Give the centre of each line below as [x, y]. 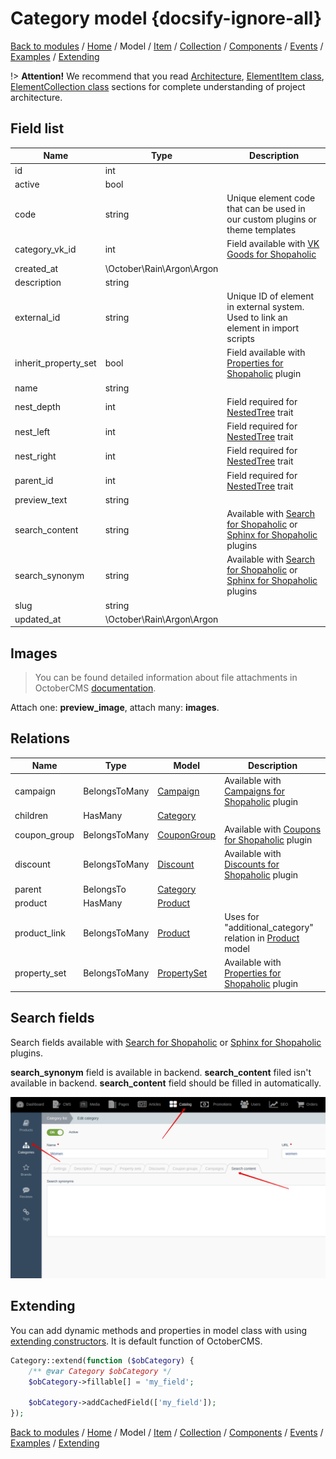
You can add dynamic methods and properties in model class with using [159, 1330]
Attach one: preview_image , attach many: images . [115, 708]
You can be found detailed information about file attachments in [166, 678]
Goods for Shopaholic [271, 254]
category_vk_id [45, 249]
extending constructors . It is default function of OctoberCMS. [136, 1341]
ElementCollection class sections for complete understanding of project [158, 86]
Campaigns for [254, 791]
